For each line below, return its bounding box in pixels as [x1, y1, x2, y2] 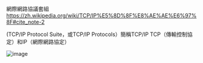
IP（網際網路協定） [22, 38, 70, 45]
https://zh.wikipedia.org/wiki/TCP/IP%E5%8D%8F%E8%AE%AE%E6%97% [6, 12, 197, 19]
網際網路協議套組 [6, 5, 49, 12]
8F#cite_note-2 [6, 19, 45, 25]
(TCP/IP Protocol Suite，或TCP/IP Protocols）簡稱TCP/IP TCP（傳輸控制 [6, 31, 187, 38]
